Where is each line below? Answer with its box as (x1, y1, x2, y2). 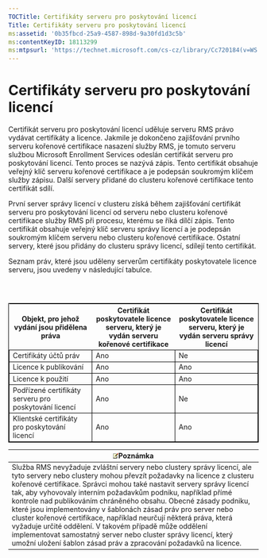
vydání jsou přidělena (14, 322, 87, 332)
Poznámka (118, 451, 154, 460)
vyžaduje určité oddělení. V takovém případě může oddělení (11, 521, 208, 531)
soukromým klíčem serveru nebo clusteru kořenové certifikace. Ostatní (8, 233, 241, 242)
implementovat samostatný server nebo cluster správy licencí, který (11, 530, 233, 540)
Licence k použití (13, 374, 69, 383)
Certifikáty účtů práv (13, 351, 80, 360)
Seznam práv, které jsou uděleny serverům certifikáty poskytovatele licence (8, 256, 257, 266)
